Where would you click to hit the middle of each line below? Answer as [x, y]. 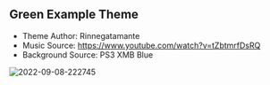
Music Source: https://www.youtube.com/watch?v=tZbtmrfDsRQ [141, 45]
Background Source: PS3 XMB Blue [88, 54]
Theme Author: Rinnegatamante [81, 35]
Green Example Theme [74, 15]
